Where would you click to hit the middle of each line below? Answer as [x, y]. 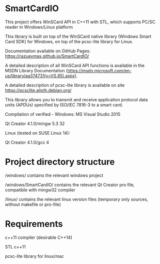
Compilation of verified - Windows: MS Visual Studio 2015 [63, 114]
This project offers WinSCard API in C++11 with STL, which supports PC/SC [80, 22]
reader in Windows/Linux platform [39, 27]
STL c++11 [15, 247]
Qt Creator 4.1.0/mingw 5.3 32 [35, 124]
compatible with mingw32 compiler [40, 190]
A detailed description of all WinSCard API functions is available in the [75, 65]
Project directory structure [60, 162]
